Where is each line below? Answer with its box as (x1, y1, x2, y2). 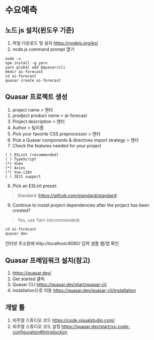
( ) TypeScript (5, 156, 37, 162)
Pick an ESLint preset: (12, 183, 58, 189)
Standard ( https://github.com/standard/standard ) (17, 192, 118, 198)
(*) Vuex (5, 161, 23, 166)
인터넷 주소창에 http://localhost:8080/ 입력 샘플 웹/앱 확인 (5, 240, 119, 246)
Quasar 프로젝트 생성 (5, 93, 68, 101)
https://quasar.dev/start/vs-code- (61, 324, 131, 330)
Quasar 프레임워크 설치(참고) (5, 256, 90, 265)
